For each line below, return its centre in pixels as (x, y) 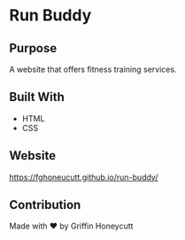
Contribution (45, 205)
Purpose (33, 48)
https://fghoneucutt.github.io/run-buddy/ (84, 177)
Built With (37, 97)
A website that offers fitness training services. (93, 69)
